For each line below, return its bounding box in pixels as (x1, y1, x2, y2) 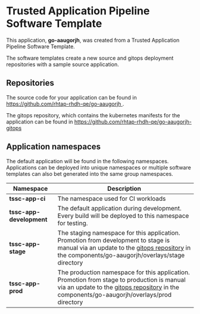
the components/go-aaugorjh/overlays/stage (57, 251, 185, 259)
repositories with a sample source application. (6, 61, 119, 68)
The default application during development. (57, 204, 182, 212)
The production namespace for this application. (57, 268, 190, 276)
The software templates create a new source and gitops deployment (6, 54, 174, 61)
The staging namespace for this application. (57, 228, 180, 237)
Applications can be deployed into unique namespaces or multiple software (6, 164, 192, 171)
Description (107, 184, 142, 192)
